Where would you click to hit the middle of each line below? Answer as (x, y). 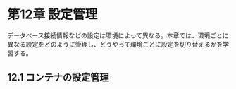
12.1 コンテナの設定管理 (58, 77)
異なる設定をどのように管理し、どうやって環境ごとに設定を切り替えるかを (115, 44)
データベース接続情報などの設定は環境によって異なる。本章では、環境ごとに (118, 35)
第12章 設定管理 (52, 14)
